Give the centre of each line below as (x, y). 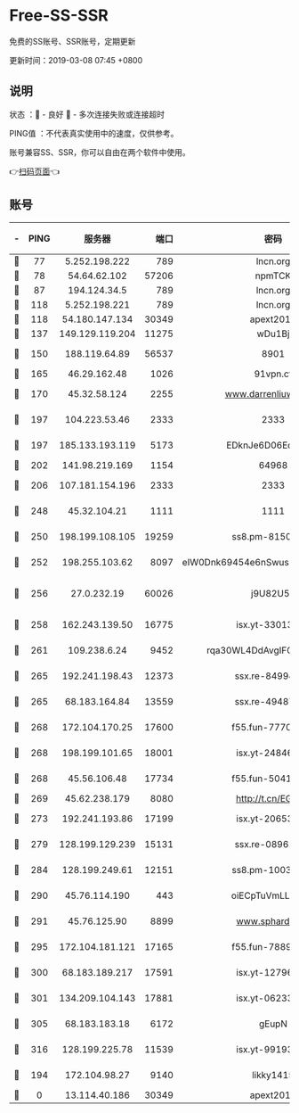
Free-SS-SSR (59, 16)
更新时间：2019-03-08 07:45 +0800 (76, 60)
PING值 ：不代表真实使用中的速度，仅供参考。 (94, 133)
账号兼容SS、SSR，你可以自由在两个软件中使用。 (100, 152)
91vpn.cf (273, 374)
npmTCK (273, 276)
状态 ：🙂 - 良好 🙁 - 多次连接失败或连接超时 (87, 114)
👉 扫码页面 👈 (35, 171)
